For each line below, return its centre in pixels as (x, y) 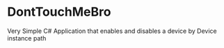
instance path (27, 38)
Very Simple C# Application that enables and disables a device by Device (112, 31)
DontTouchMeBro (59, 12)
